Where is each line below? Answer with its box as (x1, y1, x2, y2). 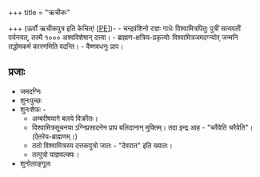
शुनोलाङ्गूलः (19, 159, 51, 168)
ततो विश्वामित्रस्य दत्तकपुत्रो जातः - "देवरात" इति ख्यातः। (31, 140, 174, 150)
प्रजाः (8, 65, 26, 79)
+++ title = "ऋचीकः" (8, 8, 70, 17)
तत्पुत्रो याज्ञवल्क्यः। (31, 149, 80, 159)
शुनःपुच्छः (19, 95, 42, 105)
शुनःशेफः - (19, 104, 46, 114)
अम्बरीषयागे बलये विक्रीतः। (31, 113, 98, 123)
